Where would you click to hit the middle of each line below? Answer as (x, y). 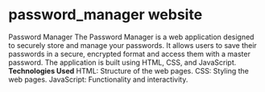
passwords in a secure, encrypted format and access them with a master (130, 54)
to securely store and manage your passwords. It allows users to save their (133, 45)
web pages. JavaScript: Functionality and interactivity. (98, 79)
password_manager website (106, 15)
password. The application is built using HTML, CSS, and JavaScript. (122, 62)
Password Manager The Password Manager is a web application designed (131, 37)
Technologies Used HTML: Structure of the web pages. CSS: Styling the (129, 70)
